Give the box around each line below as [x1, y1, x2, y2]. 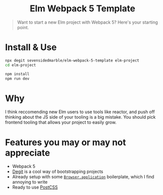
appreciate [5, 147, 50, 158]
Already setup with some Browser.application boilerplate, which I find [12, 174, 155, 180]
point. [17, 24, 29, 30]
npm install [5, 71, 29, 76]
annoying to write [12, 179, 48, 185]
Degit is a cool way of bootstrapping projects [12, 168, 104, 175]
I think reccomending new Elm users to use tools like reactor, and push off [5, 109, 155, 115]
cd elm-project [5, 63, 36, 67]
